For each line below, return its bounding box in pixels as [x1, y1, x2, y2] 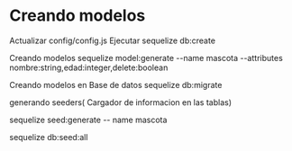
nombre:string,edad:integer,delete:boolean [9, 62, 169, 73]
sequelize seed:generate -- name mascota [9, 114, 168, 125]
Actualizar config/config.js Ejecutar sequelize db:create [9, 35, 216, 46]
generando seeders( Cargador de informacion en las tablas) [9, 96, 233, 108]
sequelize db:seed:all [9, 131, 88, 142]
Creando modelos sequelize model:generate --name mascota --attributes [9, 52, 284, 63]
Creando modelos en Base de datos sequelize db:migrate [9, 79, 223, 90]
